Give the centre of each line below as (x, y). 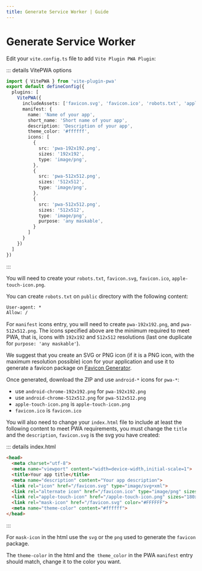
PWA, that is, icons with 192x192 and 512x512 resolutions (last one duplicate (99, 337)
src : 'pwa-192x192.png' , (69, 148)
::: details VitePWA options (39, 70)
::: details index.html (31, 447)
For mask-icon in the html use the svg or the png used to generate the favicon (101, 537)
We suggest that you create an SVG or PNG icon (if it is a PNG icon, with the (100, 355)
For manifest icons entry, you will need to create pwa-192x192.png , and (93, 324)
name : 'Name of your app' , (62, 115)
